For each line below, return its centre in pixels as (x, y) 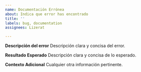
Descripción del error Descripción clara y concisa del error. (65, 46)
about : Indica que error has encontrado (47, 14)
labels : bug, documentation (34, 23)
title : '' (15, 18)
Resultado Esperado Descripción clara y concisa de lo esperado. (71, 55)
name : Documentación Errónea (35, 9)
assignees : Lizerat (25, 28)
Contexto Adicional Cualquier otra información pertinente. (64, 65)
